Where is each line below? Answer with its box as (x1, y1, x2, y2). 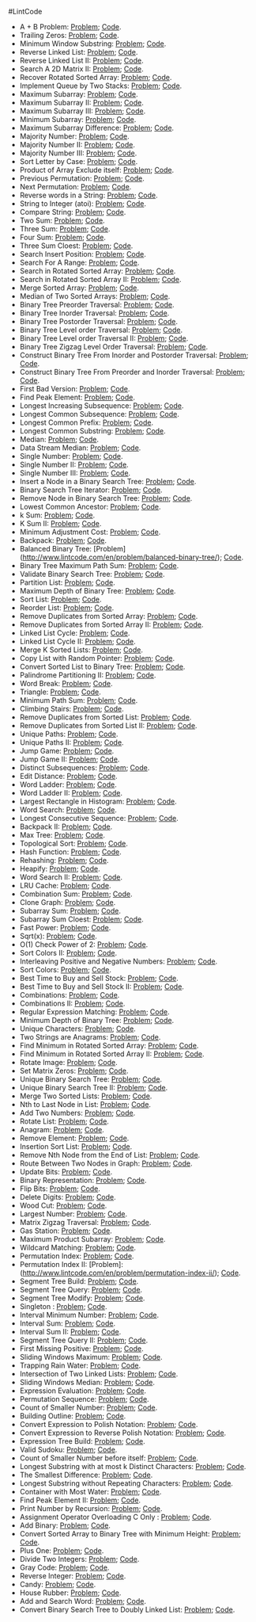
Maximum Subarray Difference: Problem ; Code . (19, 123, 175, 132)
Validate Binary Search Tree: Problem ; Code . (19, 570, 165, 578)
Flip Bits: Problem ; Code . (19, 1184, 101, 1193)
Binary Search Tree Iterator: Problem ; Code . (19, 485, 163, 494)
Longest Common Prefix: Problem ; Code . (19, 418, 154, 427)
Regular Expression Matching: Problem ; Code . (19, 1007, 170, 1017)
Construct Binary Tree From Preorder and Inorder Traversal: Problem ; (19, 368, 246, 376)
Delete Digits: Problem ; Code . (19, 1193, 116, 1201)
